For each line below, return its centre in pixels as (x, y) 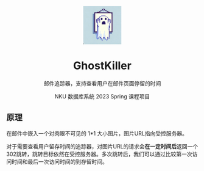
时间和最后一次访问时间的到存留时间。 (59, 161)
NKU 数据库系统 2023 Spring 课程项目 (102, 96)
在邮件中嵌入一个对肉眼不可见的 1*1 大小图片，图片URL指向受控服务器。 (97, 133)
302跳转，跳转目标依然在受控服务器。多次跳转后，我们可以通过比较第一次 (100, 154)
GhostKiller (102, 66)
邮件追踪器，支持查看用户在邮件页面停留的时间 (102, 83)
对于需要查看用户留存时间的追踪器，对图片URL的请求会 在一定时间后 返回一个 (102, 146)
